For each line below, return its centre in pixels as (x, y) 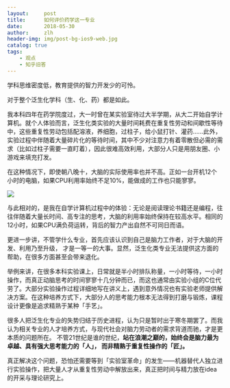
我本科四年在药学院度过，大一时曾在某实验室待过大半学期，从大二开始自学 (112, 114)
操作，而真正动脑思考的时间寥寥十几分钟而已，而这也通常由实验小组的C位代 (114, 279)
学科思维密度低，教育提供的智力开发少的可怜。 (73, 85)
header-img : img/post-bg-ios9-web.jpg (62, 39)
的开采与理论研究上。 (37, 378)
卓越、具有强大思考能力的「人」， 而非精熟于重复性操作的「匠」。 (98, 346)
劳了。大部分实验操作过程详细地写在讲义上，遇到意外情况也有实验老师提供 (112, 288)
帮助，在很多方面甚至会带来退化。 (55, 256)
